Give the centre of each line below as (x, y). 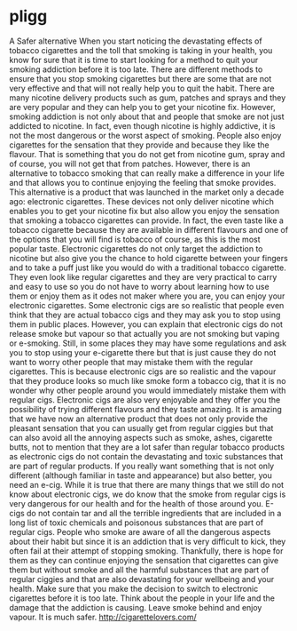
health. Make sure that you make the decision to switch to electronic (134, 588)
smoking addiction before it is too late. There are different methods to (136, 69)
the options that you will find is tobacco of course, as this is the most (135, 239)
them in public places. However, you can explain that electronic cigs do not (146, 324)
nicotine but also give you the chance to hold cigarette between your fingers (148, 258)
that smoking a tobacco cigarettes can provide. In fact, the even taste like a (146, 220)
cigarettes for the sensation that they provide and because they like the (139, 145)
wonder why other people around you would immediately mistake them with (148, 390)
